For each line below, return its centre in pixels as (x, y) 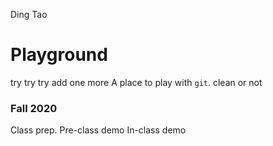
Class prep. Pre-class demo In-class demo (98, 130)
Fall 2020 (34, 108)
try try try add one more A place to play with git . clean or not (136, 82)
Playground (59, 55)
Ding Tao (29, 14)
